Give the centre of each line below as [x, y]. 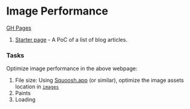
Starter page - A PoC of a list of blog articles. [71, 39]
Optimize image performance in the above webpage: [72, 68]
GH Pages [19, 28]
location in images [37, 87]
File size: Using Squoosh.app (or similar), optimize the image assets [100, 81]
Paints [23, 93]
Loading [25, 100]
